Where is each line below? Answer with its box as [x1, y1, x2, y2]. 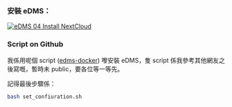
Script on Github [7, 39, 64, 49]
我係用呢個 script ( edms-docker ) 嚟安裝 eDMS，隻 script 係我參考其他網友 [7, 56, 220, 64]
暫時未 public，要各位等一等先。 [30, 64, 124, 73]
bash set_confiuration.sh [7, 93, 82, 100]
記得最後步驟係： [7, 79, 56, 88]
